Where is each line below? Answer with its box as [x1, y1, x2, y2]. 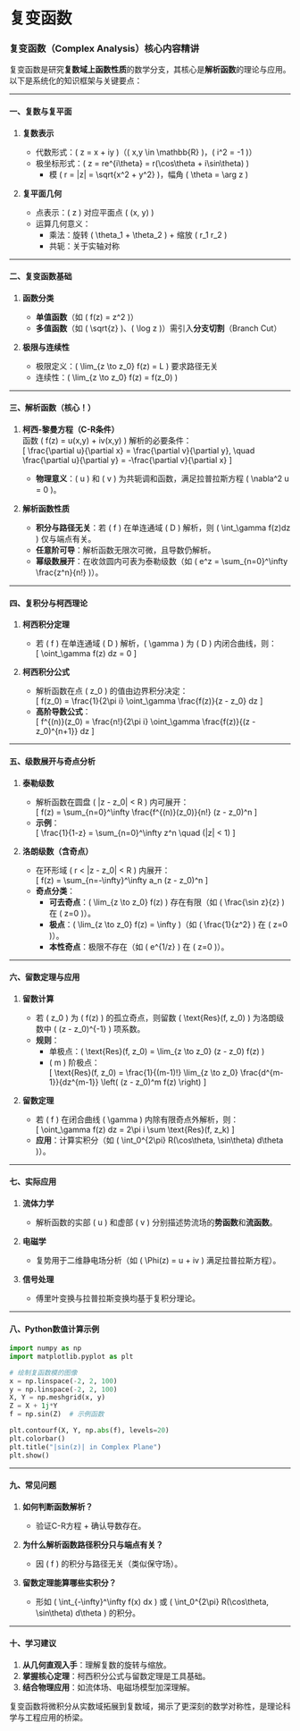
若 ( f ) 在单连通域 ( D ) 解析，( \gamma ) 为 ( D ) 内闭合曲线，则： [35, 638, 277, 649]
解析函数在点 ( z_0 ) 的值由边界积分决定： [35, 686, 188, 697]
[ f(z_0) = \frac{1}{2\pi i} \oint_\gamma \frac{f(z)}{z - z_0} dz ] [35, 696, 263, 706]
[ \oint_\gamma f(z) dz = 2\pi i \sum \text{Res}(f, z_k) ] [35, 1124, 235, 1135]
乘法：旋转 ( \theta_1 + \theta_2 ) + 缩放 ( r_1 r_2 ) [48, 229, 228, 240]
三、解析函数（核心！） [9, 402, 96, 413]
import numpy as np [9, 1344, 82, 1353]
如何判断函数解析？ [21, 1501, 94, 1512]
